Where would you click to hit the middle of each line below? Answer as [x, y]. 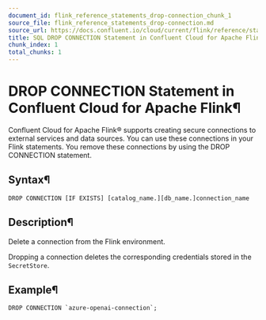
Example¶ [33, 290]
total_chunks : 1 [35, 52]
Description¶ [41, 222]
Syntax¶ [29, 180]
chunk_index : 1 [33, 45]
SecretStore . [29, 265]
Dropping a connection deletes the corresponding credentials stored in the [130, 257]
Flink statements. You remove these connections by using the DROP [119, 146]
